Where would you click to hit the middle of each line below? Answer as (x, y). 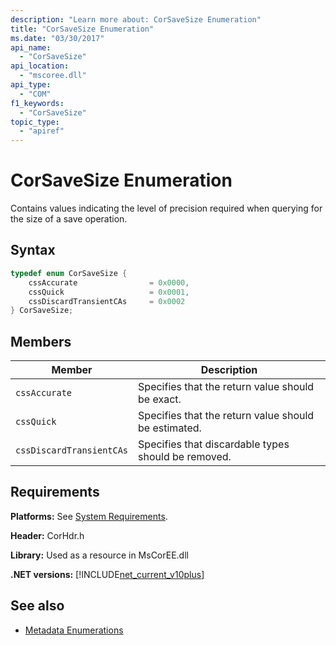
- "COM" (35, 94)
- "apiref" (42, 131)
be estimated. (170, 428)
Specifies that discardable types (214, 444)
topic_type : (35, 122)
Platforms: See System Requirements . (89, 516)
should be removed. (185, 457)
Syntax (33, 250)
